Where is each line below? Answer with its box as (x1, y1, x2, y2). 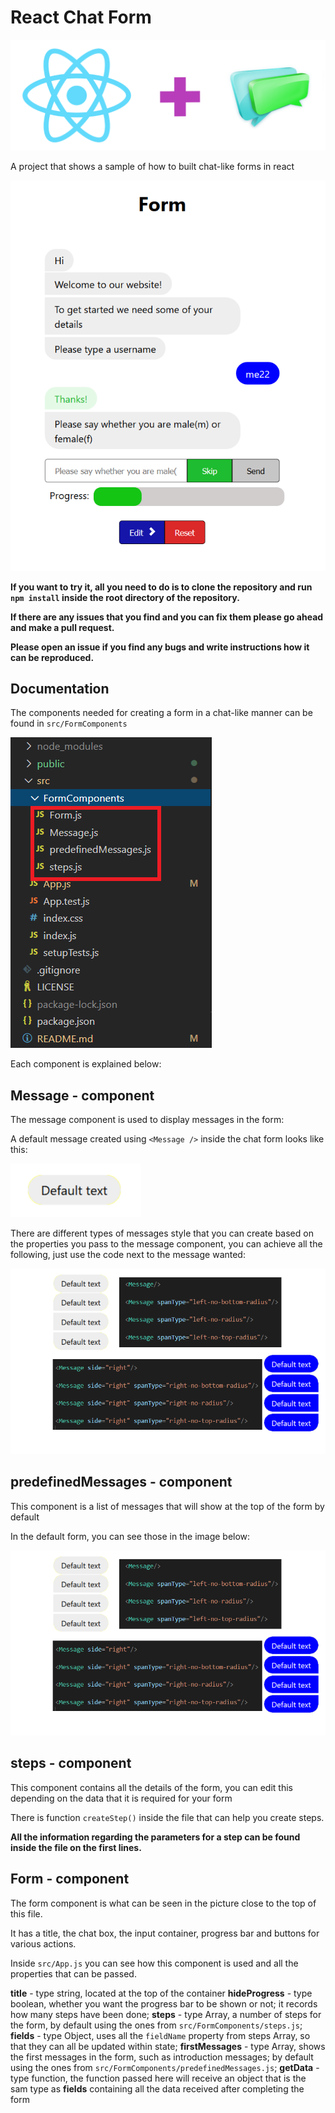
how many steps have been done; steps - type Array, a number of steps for (10, 2008, 322, 2020)
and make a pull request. (10, 621, 115, 633)
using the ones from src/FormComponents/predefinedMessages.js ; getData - (10, 2061, 320, 2073)
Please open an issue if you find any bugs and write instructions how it (10, 641, 310, 653)
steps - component (10, 1755, 132, 1772)
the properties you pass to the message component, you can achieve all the (10, 1238, 323, 1250)
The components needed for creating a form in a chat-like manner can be (10, 707, 313, 719)
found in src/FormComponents (10, 717, 128, 730)
